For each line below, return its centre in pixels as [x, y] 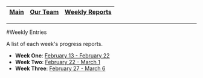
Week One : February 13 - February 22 [62, 56]
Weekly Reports [88, 12]
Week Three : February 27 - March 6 [60, 68]
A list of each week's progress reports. [54, 44]
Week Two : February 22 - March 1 [58, 62]
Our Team [44, 12]
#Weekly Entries [27, 32]
